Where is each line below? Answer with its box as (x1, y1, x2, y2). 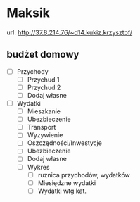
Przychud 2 (27, 83, 61, 91)
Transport (27, 123, 56, 132)
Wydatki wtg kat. (37, 187, 87, 195)
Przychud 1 (27, 75, 60, 84)
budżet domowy (6, 49, 79, 61)
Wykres (27, 163, 50, 171)
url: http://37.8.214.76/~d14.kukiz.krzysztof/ (6, 28, 133, 37)
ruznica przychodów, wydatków (37, 170, 131, 179)
